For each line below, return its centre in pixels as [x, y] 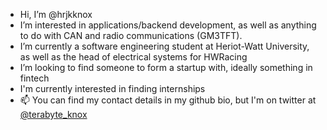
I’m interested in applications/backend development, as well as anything [168, 25]
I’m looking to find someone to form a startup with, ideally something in [166, 67]
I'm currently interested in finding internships [112, 88]
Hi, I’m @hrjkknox [56, 14]
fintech [34, 78]
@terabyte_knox [53, 114]
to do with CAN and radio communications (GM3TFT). [131, 35]
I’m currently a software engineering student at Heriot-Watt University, [164, 46]
